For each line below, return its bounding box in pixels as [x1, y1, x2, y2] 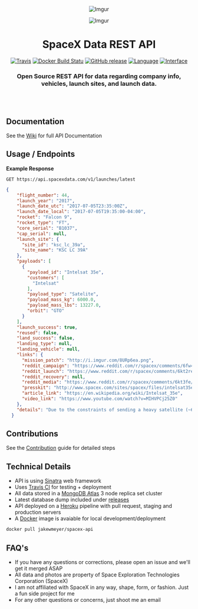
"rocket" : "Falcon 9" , [16, 214, 72, 220]
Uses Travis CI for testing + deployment [14, 484, 112, 491]
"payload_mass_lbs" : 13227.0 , [27, 302, 101, 308]
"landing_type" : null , [16, 341, 72, 347]
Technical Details [6, 462, 71, 472]
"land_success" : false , [16, 335, 75, 341]
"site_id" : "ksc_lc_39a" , [21, 241, 85, 248]
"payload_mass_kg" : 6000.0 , [27, 297, 96, 303]
